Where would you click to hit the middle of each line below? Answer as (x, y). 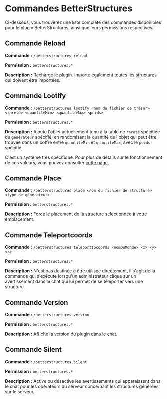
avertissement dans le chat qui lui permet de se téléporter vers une (74, 282)
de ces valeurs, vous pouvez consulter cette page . (57, 162)
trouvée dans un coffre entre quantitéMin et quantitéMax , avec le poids (78, 142)
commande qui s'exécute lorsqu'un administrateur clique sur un (71, 276)
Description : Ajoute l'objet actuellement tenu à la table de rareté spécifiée (83, 132)
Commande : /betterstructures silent (46, 362)
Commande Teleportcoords (49, 235)
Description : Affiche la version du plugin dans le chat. (61, 334)
